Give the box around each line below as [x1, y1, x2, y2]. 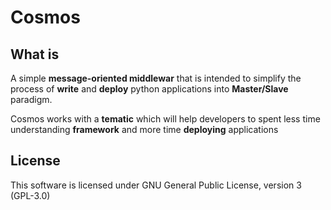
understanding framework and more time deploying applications [10, 124, 279, 135]
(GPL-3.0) [10, 189, 51, 201]
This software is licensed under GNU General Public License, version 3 [10, 179, 302, 191]
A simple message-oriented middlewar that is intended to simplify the [10, 72, 302, 84]
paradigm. [10, 94, 53, 105]
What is [10, 46, 60, 63]
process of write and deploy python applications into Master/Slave [10, 83, 289, 95]
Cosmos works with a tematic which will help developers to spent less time [10, 113, 321, 125]
